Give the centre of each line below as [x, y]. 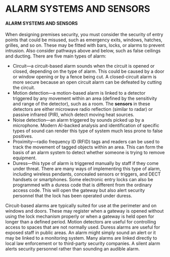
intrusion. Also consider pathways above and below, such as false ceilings [83, 51]
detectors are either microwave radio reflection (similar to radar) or [83, 109]
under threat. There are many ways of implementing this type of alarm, [87, 169]
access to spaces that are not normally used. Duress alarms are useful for [83, 227]
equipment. [25, 158]
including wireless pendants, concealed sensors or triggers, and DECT [87, 174]
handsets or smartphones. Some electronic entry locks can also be [83, 180]
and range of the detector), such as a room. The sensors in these [81, 104]
